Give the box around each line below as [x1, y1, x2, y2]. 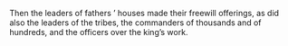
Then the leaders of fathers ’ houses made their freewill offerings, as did [9, 8, 279, 18]
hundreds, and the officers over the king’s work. [9, 27, 188, 37]
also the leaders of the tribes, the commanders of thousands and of [9, 17, 262, 28]
